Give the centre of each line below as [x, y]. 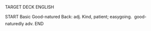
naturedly [15, 23]
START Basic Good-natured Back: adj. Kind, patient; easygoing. [68, 17]
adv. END [34, 23]
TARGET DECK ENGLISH [30, 7]
